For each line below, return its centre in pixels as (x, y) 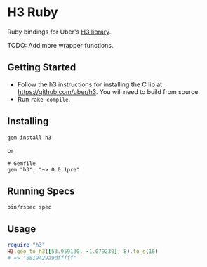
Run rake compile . (44, 99)
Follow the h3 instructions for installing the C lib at (90, 84)
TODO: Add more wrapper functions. (60, 45)
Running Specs (41, 191)
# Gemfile (22, 163)
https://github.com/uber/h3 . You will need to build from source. (108, 91)
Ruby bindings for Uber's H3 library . (59, 32)
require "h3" (26, 245)
